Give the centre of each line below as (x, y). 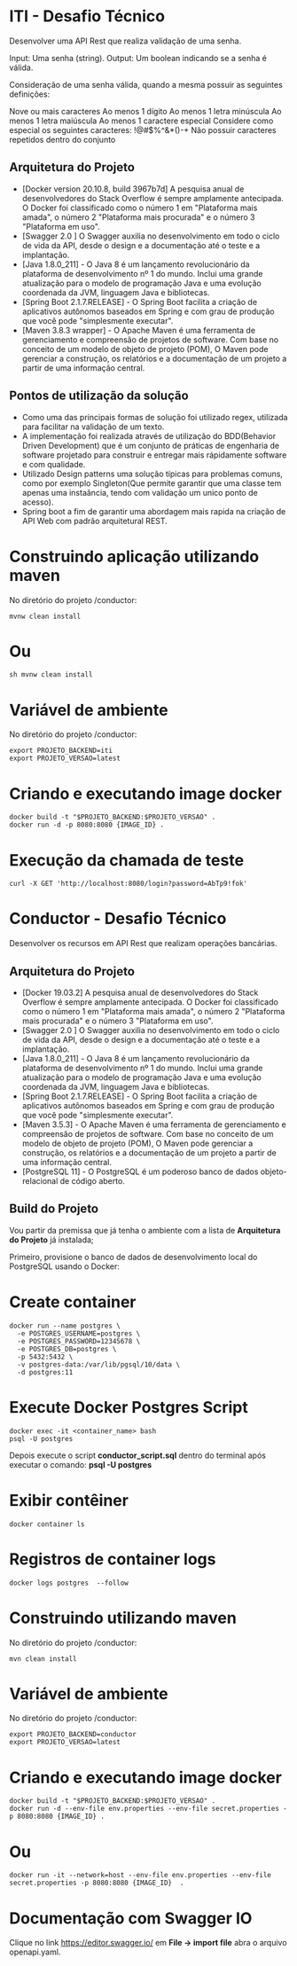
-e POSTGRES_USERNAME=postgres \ (79, 1333)
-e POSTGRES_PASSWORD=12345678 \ (79, 1341)
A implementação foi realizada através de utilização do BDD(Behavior (149, 435)
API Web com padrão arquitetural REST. (95, 521)
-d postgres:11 (45, 1372)
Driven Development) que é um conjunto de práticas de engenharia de (151, 445)
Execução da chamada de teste (127, 860)
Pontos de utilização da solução (99, 396)
